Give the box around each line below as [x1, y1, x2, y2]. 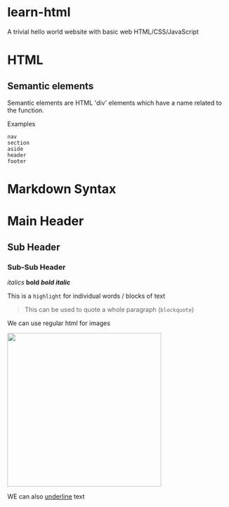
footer [7, 157, 27, 165]
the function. [7, 106, 44, 114]
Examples [7, 119, 36, 128]
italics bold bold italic [7, 278, 71, 287]
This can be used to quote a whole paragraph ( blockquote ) [24, 305, 195, 313]
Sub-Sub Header [7, 262, 66, 272]
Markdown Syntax [7, 181, 117, 197]
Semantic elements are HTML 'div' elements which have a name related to [7, 98, 223, 107]
